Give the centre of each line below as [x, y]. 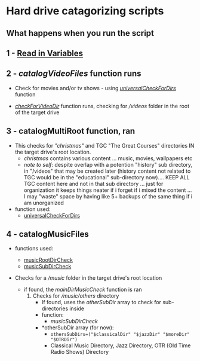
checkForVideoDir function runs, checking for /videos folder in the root [102, 106]
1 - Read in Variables [45, 53]
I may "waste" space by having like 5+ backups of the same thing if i [108, 196]
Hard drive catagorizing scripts [85, 11]
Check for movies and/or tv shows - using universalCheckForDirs [95, 88]
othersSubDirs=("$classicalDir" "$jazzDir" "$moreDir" [120, 335]
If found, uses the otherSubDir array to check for [101, 302]
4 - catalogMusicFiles [47, 234]
